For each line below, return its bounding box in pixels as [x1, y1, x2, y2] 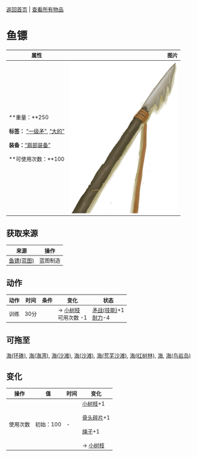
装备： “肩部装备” [8, 141, 51, 149]
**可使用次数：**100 [8, 155, 65, 162]
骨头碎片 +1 [82, 414, 111, 421]
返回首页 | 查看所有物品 [6, 6, 64, 13]
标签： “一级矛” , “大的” [8, 127, 65, 135]
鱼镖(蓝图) [8, 257, 34, 264]
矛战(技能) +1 [92, 306, 125, 313]
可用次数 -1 [58, 314, 88, 321]
